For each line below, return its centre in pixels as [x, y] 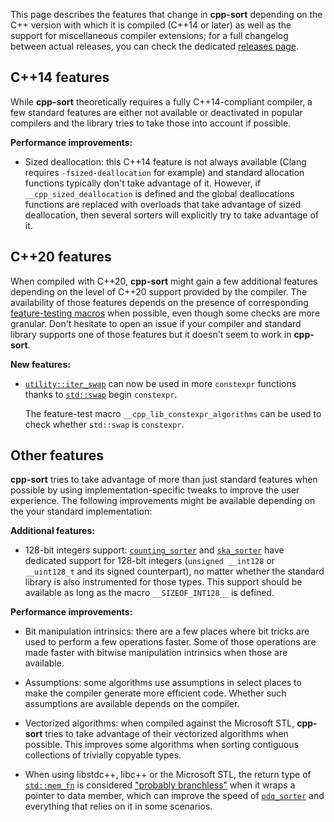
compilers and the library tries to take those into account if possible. [151, 123]
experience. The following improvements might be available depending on [163, 501]
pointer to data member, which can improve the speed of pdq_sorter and [174, 796]
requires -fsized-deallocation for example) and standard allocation [164, 172]
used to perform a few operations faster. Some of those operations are [170, 642]
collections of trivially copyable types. [103, 755]
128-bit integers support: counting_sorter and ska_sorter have [154, 550]
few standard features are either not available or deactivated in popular [156, 112]
